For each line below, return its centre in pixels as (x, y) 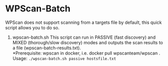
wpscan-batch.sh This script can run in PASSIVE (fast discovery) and (84, 37)
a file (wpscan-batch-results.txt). (47, 48)
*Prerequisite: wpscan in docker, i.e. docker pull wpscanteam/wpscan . (86, 53)
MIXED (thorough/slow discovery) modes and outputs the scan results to (88, 42)
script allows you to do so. (32, 27)
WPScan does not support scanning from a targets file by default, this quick (83, 22)
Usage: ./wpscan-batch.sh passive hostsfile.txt (64, 58)
